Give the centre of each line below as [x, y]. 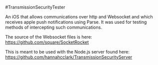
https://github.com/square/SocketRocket [47, 42]
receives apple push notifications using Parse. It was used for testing [76, 22]
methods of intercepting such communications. [54, 27]
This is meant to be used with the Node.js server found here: [67, 52]
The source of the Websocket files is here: [49, 37]
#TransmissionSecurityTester [35, 7]
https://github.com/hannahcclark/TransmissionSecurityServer [69, 57]
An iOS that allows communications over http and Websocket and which [79, 17]
